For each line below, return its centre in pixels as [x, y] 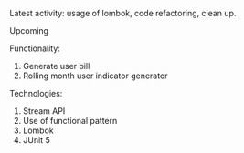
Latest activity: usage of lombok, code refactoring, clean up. [123, 13]
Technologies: [36, 93]
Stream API [44, 111]
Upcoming [29, 31]
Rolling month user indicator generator [95, 76]
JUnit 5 [36, 140]
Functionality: [35, 48]
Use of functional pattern [70, 121]
